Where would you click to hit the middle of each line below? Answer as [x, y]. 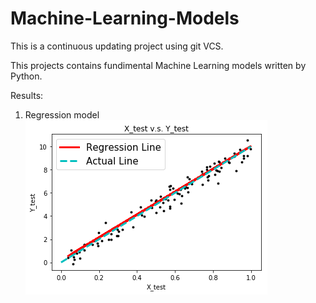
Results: [27, 95]
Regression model [62, 114]
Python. [26, 76]
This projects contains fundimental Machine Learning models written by [158, 65]
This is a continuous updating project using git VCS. [117, 46]
